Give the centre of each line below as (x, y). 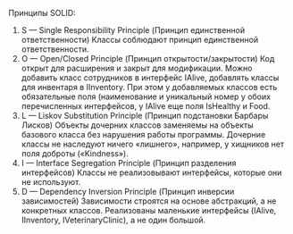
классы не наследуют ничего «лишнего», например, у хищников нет (153, 144)
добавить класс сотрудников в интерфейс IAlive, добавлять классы (150, 78)
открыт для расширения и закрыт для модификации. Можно (137, 68)
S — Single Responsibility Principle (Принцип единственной (133, 30)
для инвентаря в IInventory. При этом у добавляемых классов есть (149, 87)
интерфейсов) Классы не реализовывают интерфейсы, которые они (151, 172)
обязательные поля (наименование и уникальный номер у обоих (146, 96)
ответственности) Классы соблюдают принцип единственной (140, 40)
